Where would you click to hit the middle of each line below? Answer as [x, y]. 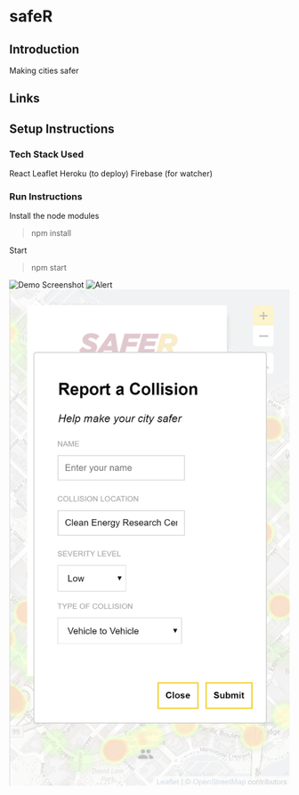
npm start [48, 268]
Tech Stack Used [47, 154]
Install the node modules [54, 216]
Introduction [44, 49]
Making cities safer [44, 70]
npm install [51, 233]
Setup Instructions [62, 129]
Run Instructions [46, 196]
